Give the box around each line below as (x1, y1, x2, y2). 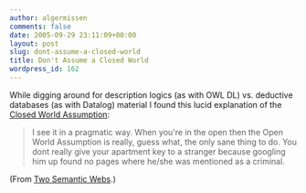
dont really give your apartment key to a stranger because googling (31, 145, 286, 156)
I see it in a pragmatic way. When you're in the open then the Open (31, 126, 283, 137)
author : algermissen (9, 13, 89, 23)
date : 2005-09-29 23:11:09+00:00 (9, 30, 137, 39)
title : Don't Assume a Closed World (9, 56, 149, 65)
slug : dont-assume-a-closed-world (9, 48, 142, 57)
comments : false (9, 22, 71, 31)
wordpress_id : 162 (9, 65, 79, 74)
